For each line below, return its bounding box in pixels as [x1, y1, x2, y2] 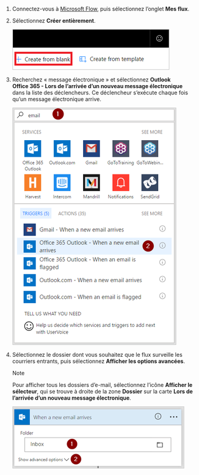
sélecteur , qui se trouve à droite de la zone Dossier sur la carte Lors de [12, 388, 194, 395]
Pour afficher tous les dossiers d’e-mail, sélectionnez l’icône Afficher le [12, 381, 193, 388]
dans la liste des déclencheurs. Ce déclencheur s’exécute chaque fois [12, 89, 188, 96]
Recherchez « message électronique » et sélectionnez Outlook [12, 76, 171, 83]
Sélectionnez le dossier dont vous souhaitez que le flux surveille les [12, 351, 183, 358]
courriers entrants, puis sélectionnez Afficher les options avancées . [12, 357, 185, 365]
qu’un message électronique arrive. [12, 95, 102, 103]
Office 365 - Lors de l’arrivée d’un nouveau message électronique [12, 83, 183, 89]
